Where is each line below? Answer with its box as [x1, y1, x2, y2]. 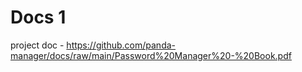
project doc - [10, 39, 65, 51]
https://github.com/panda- [66, 39, 177, 51]
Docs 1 [10, 6, 67, 29]
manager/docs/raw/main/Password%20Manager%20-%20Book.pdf [10, 49, 292, 61]
